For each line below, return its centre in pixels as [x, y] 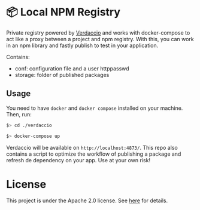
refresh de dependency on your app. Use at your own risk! [78, 160]
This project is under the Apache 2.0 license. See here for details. [87, 200]
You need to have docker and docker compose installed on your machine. [95, 108]
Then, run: [19, 114]
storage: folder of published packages [62, 75]
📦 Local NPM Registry [63, 12]
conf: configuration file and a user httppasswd [72, 68]
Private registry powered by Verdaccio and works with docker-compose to [98, 33]
